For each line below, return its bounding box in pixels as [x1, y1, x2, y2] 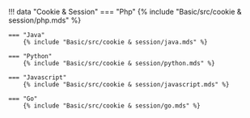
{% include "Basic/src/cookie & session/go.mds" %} [23, 102, 201, 110]
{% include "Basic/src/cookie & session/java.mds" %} [23, 38, 208, 46]
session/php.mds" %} [8, 15, 82, 25]
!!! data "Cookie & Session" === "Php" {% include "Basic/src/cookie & [8, 7, 242, 16]
